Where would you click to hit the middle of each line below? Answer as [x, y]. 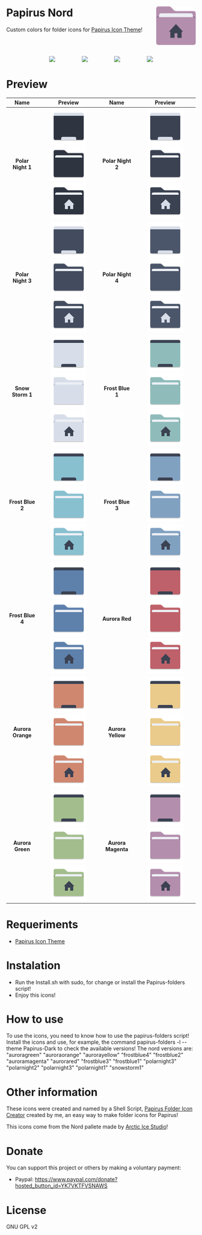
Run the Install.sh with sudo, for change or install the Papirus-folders [100, 982]
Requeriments [42, 924]
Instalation [33, 965]
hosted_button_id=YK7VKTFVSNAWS [61, 1186]
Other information [52, 1092]
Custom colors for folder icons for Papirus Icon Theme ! [75, 29]
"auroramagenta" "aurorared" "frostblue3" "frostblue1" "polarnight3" [92, 1061]
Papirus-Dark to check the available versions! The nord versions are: [108, 1049]
